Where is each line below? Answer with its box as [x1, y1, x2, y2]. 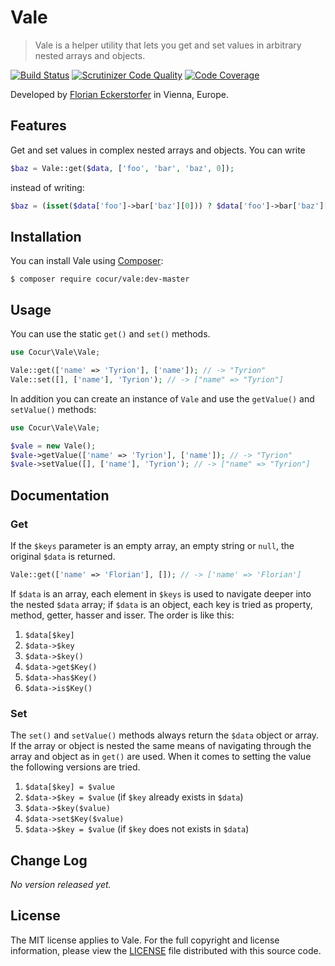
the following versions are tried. [10, 761, 141, 773]
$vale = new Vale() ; [10, 441, 97, 451]
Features [10, 117, 67, 135]
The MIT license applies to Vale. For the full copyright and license [10, 934, 280, 946]
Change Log [10, 852, 88, 869]
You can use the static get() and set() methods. [10, 328, 211, 340]
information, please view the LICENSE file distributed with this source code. [10, 944, 322, 956]
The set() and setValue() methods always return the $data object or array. [10, 729, 320, 741]
